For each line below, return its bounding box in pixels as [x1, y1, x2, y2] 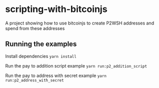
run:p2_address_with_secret [5, 77, 64, 83]
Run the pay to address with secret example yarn [5, 72, 107, 78]
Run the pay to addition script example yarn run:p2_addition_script [5, 62, 147, 68]
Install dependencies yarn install [5, 53, 77, 59]
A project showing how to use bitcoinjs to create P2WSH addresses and [5, 20, 154, 26]
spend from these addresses [5, 25, 65, 31]
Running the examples [5, 40, 77, 48]
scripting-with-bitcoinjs [5, 3, 108, 15]
